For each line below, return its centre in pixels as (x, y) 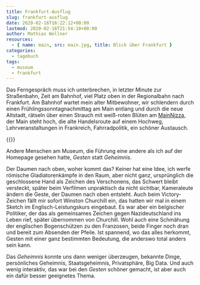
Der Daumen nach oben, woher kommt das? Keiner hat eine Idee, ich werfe (99, 169)
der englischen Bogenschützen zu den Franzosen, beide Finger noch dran (98, 226)
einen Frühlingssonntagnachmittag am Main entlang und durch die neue (95, 109)
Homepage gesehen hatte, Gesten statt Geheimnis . (69, 157)
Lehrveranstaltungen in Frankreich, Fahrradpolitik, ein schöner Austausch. (97, 128)
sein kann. (19, 245)
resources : (20, 39)
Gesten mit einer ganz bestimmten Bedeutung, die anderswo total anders (96, 239)
